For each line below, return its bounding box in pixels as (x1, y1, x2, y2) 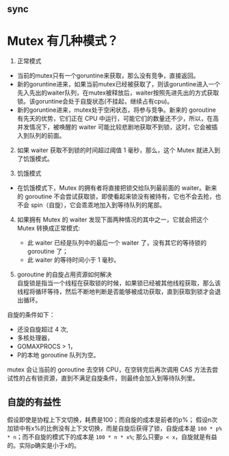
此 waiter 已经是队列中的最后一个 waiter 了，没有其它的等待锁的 (27, 239, 207, 247)
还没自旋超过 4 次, (16, 325, 68, 333)
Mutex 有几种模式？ (7, 33, 119, 49)
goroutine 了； (27, 248, 68, 256)
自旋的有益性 (7, 396, 62, 408)
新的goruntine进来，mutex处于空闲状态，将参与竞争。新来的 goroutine (16, 106, 217, 114)
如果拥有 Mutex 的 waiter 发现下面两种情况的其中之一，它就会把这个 (16, 215, 208, 224)
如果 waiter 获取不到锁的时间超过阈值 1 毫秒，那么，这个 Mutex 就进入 (16, 146, 215, 154)
